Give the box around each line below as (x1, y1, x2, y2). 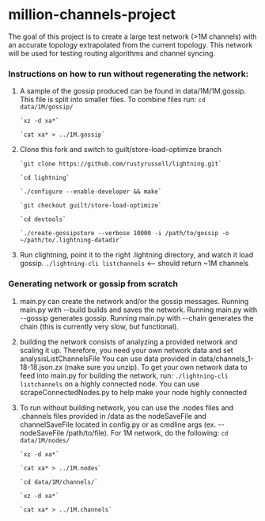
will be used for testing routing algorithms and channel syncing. (8, 48, 216, 58)
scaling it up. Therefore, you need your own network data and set (19, 345, 233, 355)
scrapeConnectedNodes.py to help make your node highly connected (19, 387, 248, 397)
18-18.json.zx (19, 362, 63, 371)
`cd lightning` (19, 174, 70, 182)
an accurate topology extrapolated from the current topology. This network (8, 40, 253, 49)
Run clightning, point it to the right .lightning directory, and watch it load (19, 250, 254, 260)
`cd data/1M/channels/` (19, 477, 99, 486)
